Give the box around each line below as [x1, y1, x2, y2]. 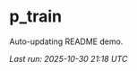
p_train [9, 6, 63, 27]
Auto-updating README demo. [9, 36, 124, 47]
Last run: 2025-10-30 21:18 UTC [9, 53, 128, 64]
